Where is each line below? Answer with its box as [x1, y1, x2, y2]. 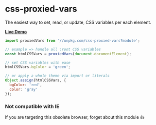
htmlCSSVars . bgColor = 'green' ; [5, 64, 70, 70]
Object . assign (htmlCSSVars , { [5, 78, 67, 83]
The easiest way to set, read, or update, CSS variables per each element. [5, 19, 152, 25]
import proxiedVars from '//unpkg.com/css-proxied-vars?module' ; [5, 38, 140, 43]
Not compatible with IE [5, 103, 60, 109]
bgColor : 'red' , [9, 82, 42, 88]
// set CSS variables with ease [5, 60, 70, 65]
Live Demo [5, 29, 27, 34]
